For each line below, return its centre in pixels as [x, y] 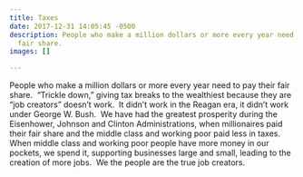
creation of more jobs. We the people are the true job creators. [127, 162]
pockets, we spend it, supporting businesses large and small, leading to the [151, 153]
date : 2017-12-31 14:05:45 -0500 [73, 26]
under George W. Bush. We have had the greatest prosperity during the [144, 114]
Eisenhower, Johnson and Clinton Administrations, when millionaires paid [146, 124]
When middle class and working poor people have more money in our [139, 143]
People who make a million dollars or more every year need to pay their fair [150, 85]
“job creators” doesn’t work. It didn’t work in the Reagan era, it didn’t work [149, 104]
